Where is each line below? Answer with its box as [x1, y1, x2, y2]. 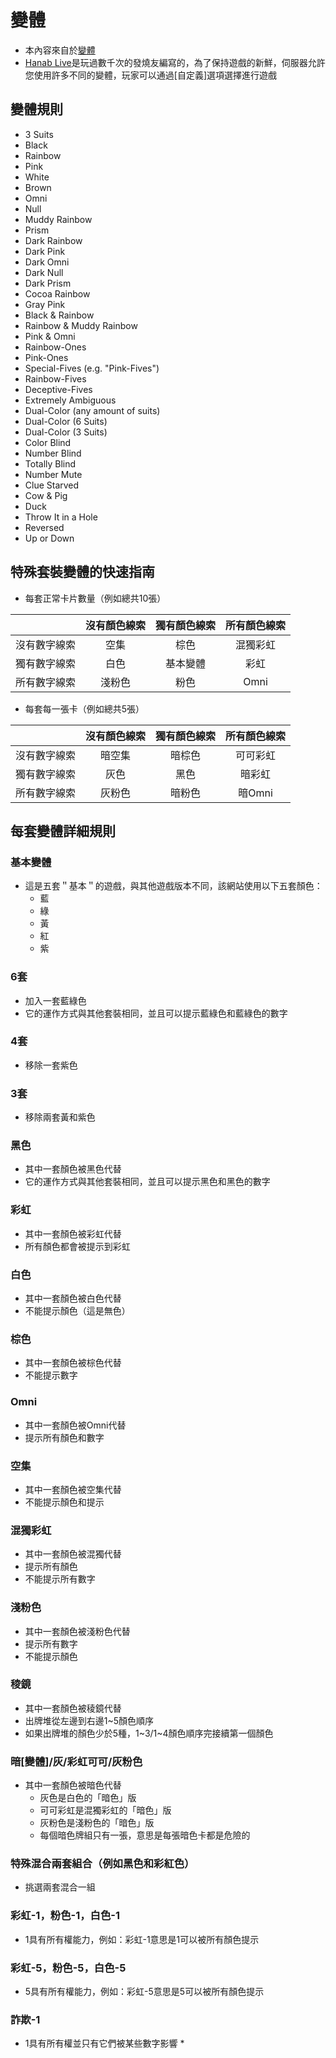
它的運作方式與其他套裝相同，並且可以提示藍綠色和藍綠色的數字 [24, 1007, 288, 1019]
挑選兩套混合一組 [24, 1881, 96, 1893]
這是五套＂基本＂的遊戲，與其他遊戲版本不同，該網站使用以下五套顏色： [24, 880, 323, 892]
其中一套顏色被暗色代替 [24, 1779, 122, 1791]
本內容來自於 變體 [24, 44, 96, 56]
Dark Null [24, 266, 64, 278]
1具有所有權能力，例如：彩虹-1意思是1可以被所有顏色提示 [24, 1933, 260, 1945]
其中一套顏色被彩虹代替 [24, 1227, 122, 1240]
